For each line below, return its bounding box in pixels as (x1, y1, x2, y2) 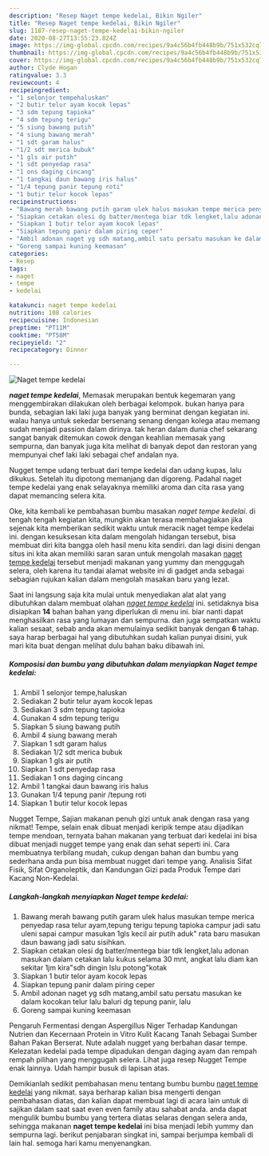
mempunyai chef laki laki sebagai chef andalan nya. (9, 450, 179, 460)
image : (9, 42, 31, 50)
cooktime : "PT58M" (9, 331, 70, 339)
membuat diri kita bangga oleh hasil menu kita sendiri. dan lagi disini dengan (9, 541, 261, 550)
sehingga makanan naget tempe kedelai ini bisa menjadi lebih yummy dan (9, 1122, 254, 1131)
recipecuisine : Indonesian (9, 316, 99, 324)
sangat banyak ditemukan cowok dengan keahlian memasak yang (9, 433, 226, 442)
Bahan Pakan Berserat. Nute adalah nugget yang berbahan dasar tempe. (9, 1038, 248, 1048)
